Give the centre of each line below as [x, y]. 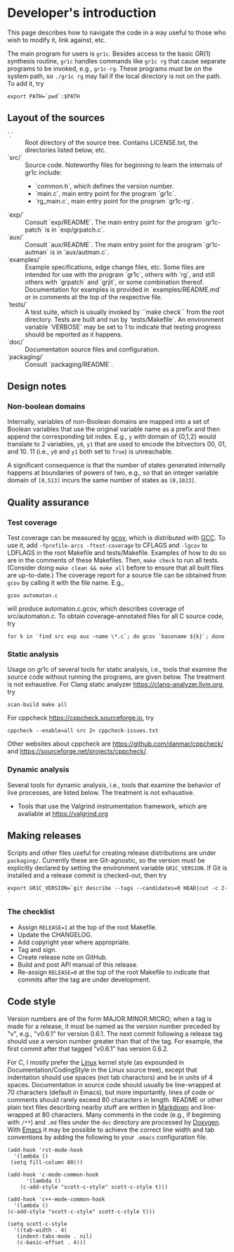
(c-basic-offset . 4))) [51, 1242]
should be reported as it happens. [74, 334]
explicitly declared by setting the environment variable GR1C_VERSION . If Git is [117, 868]
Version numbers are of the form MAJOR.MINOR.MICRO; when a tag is [110, 1018]
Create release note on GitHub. [62, 957]
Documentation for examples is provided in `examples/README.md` [123, 289]
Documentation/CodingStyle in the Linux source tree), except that [103, 1070]
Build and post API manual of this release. [78, 964]
